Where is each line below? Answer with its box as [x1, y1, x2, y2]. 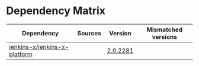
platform [9, 50, 33, 58]
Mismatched [146, 25, 183, 34]
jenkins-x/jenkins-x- [9, 42, 69, 51]
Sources [77, 29, 102, 37]
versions [152, 32, 178, 41]
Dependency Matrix [6, 4, 105, 18]
